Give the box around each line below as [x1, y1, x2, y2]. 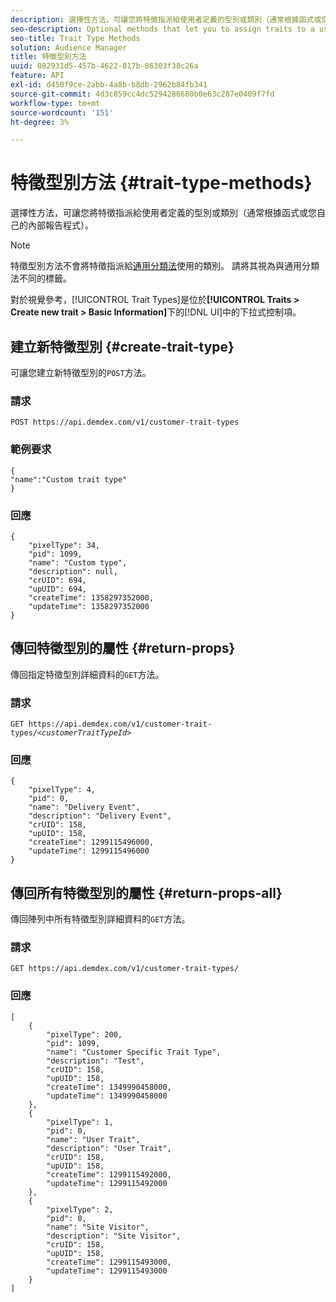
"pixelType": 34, [28, 540, 101, 550]
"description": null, [28, 566, 118, 576]
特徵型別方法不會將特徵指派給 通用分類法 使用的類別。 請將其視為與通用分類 [10, 260, 320, 272]
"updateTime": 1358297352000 [28, 601, 150, 611]
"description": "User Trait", [46, 1143, 172, 1153]
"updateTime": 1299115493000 [46, 1266, 168, 1276]
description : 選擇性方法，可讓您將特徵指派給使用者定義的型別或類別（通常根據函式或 [10, 14, 322, 25]
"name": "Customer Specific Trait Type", [46, 1047, 222, 1057]
